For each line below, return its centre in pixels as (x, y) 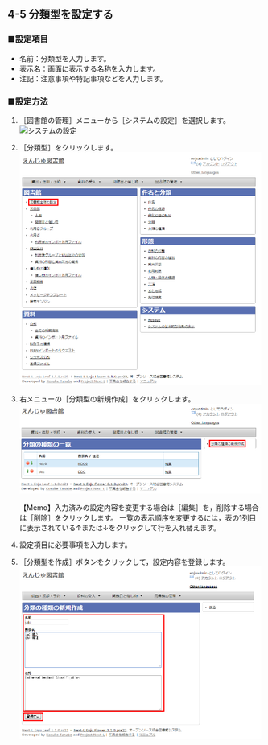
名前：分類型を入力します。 (65, 58)
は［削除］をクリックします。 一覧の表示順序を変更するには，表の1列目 (138, 517)
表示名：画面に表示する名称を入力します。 (89, 68)
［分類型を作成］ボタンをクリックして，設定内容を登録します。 (124, 562)
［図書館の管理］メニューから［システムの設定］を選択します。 (124, 120)
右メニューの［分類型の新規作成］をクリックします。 (107, 399)
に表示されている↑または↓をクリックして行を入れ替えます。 (120, 527)
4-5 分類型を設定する (61, 14)
